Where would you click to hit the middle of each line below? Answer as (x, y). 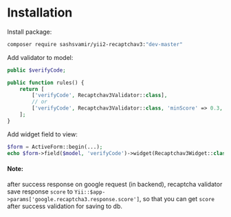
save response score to (40, 192)
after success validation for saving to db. (65, 206)
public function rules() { (46, 83)
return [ (32, 89)
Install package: (30, 32)
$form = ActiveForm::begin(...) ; (55, 147)
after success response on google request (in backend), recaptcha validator (115, 184)
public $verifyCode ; (37, 70)
